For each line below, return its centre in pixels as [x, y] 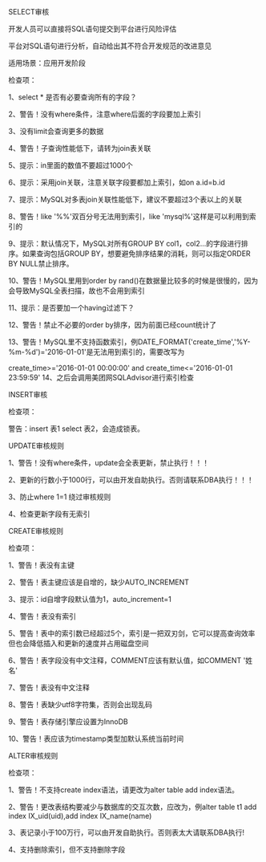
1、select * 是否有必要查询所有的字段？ [73, 97]
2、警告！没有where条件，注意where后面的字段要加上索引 [105, 114]
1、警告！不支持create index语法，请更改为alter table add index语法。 [123, 790]
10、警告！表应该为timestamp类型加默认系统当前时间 [96, 738]
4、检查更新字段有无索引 [49, 514]
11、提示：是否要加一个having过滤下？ [71, 308]
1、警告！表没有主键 [41, 565]
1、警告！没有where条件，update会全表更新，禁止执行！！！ [109, 463]
